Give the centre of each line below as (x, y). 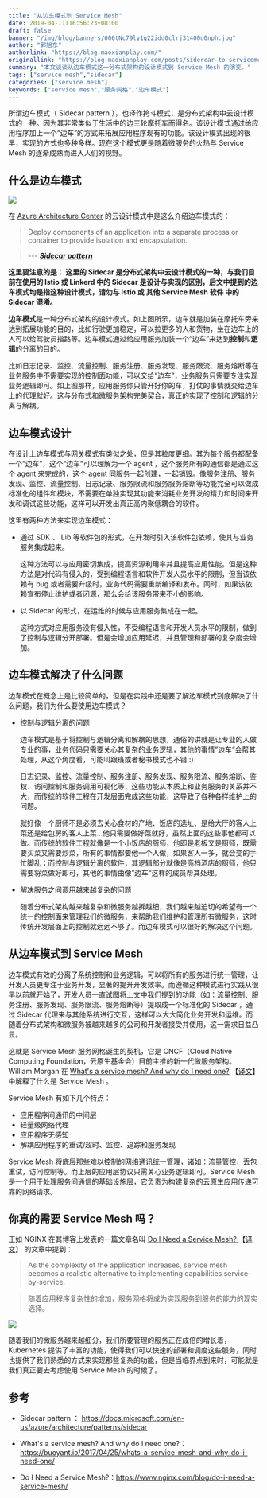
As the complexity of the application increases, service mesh (128, 1265)
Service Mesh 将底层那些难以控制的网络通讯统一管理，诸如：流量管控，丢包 (133, 1161)
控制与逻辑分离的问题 (54, 722)
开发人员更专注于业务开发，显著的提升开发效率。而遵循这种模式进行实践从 (130, 984)
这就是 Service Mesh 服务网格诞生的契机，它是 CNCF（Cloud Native (120, 1051)
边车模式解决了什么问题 (66, 675)
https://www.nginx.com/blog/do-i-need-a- (186, 1477)
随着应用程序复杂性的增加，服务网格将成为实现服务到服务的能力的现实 (143, 1298)
